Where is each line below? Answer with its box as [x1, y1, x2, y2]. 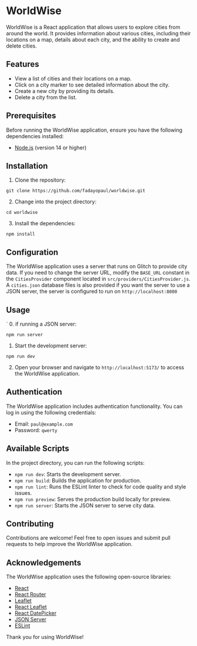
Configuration [6, 247, 59, 257]
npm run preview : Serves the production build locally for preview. [14, 496, 171, 503]
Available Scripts [6, 444, 69, 454]
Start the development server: [14, 342, 87, 349]
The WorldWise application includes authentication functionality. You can [6, 403, 183, 410]
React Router [14, 591, 46, 598]
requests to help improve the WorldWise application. [6, 541, 133, 548]
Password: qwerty [14, 426, 57, 433]
